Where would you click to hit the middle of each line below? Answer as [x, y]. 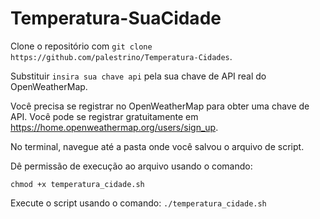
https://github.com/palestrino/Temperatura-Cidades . [121, 56]
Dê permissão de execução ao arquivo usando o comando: [131, 166]
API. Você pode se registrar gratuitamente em [104, 116]
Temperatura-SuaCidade [116, 18]
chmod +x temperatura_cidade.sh [77, 184]
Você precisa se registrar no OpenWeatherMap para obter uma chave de [160, 106]
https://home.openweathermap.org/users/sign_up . [114, 127]
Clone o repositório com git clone [81, 46]
